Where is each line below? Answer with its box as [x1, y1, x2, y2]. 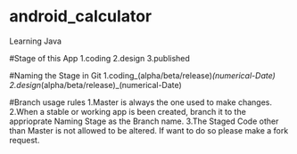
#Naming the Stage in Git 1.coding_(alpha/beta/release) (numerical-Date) [9, 69, 276, 81]
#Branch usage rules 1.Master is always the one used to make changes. [9, 96, 273, 108]
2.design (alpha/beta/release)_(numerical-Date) [9, 79, 183, 90]
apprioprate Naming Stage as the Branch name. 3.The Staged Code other [9, 116, 279, 126]
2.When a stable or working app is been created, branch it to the [9, 106, 247, 117]
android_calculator [9, 6, 153, 27]
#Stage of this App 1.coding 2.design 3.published [9, 53, 190, 63]
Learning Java [9, 36, 62, 46]
